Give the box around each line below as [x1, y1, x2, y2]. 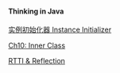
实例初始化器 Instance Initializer [8, 25, 112, 35]
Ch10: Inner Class [8, 40, 66, 51]
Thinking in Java [8, 6, 64, 16]
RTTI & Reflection [8, 56, 66, 66]
